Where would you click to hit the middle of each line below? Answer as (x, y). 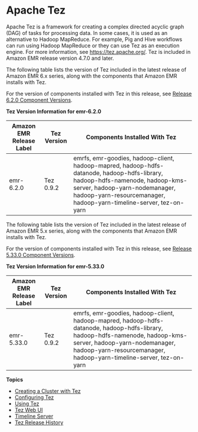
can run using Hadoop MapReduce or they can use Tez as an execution (93, 46)
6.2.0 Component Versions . (39, 100)
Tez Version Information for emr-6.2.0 (54, 111)
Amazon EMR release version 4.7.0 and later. (60, 58)
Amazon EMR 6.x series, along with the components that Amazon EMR (92, 76)
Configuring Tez (34, 397)
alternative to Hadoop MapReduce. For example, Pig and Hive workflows (94, 39)
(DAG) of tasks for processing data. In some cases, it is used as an (87, 33)
